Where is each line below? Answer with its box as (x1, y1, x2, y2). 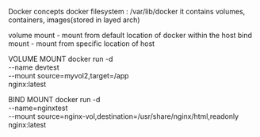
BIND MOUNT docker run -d (8, 95, 101, 104)
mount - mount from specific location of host (8, 39, 155, 48)
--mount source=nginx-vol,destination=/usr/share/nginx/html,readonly (8, 112, 239, 121)
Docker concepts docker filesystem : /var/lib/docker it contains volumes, (8, 7, 246, 16)
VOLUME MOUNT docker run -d (8, 55, 113, 63)
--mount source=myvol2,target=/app (8, 71, 129, 80)
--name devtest (8, 63, 59, 72)
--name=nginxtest (8, 103, 68, 112)
